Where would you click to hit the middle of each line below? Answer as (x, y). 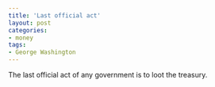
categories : (28, 30)
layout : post (30, 23)
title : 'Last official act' (55, 15)
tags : (17, 45)
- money (21, 38)
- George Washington (42, 52)
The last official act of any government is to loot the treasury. (108, 75)
